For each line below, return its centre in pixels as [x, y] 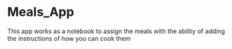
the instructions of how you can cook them [69, 38]
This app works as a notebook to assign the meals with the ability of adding [116, 31]
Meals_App [41, 12]
